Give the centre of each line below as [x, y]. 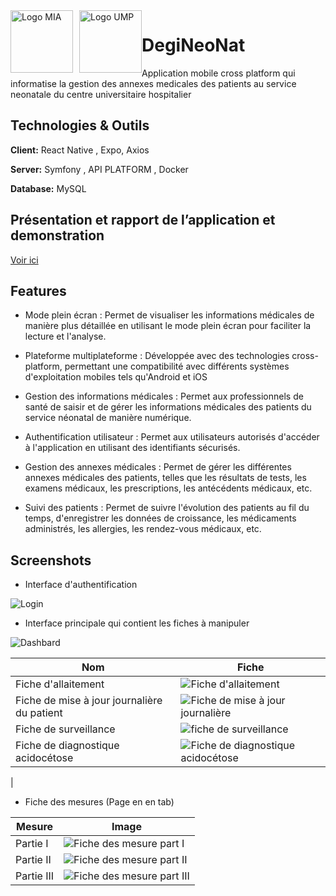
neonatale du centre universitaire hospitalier [101, 94]
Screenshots [51, 560]
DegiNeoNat [193, 45]
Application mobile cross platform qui [218, 73]
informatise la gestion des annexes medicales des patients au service [153, 83]
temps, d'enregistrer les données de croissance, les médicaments [160, 518]
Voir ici [24, 260]
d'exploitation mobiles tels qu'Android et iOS [116, 377]
